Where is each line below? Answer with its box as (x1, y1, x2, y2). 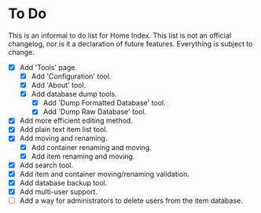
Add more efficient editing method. (19, 116, 134, 126)
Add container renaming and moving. (31, 142, 152, 152)
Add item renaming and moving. (31, 151, 135, 161)
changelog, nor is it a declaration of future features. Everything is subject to (8, 39, 253, 48)
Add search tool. (19, 160, 73, 170)
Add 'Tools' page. (19, 62, 77, 72)
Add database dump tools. (31, 90, 117, 99)
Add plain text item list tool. (19, 125, 108, 134)
